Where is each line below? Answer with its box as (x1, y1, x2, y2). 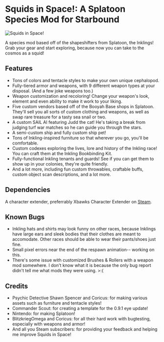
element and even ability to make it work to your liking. (12, 98, 122, 104)
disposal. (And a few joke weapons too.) (12, 87, 94, 94)
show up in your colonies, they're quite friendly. (12, 161, 109, 167)
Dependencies (5, 186, 50, 194)
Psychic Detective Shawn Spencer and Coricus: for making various (12, 295, 148, 301)
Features (5, 64, 33, 73)
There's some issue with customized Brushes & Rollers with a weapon (12, 257, 154, 263)
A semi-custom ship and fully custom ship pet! (12, 129, 106, 136)
